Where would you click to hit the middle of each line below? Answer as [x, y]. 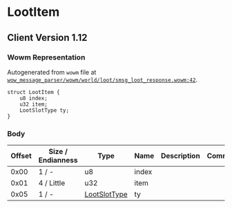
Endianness [58, 160]
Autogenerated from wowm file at [52, 72]
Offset [21, 156]
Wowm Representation [46, 57]
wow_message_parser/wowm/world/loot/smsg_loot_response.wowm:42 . [103, 79]
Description [181, 156]
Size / [58, 151]
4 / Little [52, 183]
